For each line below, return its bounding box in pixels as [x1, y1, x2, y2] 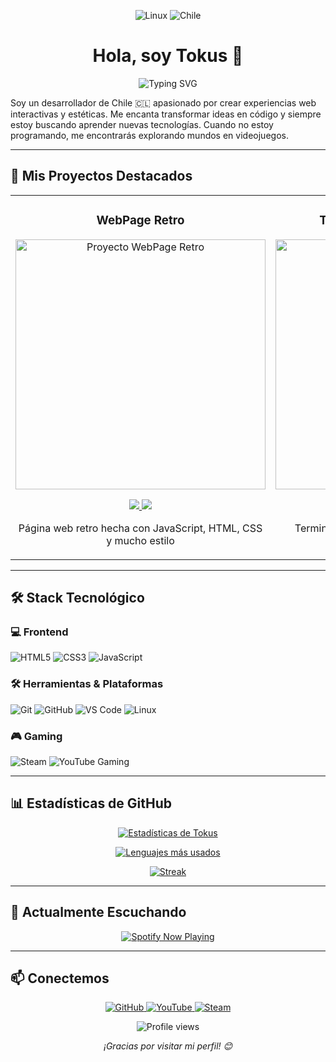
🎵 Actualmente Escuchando [10, 904, 187, 921]
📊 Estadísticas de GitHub [10, 795, 173, 812]
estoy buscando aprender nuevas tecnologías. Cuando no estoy [10, 118, 274, 130]
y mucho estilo [106, 533, 175, 547]
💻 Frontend [10, 625, 69, 639]
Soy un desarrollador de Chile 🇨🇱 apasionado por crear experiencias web [10, 96, 317, 109]
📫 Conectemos [10, 970, 110, 987]
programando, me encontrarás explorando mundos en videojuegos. [10, 129, 289, 141]
